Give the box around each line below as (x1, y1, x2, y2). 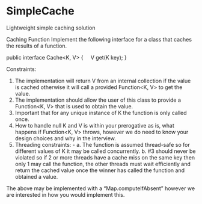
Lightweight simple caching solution (6, 24, 96, 31)
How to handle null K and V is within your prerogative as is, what (14, 122, 174, 129)
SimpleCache (6, 4, 75, 18)
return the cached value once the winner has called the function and (14, 167, 185, 174)
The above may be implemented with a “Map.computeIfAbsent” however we (6, 185, 195, 192)
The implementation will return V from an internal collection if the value (14, 77, 191, 84)
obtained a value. (14, 173, 58, 180)
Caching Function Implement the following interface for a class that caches (6, 36, 192, 43)
